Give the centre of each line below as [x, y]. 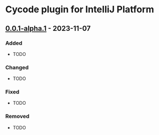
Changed [17, 67]
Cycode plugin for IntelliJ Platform [80, 9]
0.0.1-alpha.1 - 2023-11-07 [48, 28]
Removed [17, 117]
